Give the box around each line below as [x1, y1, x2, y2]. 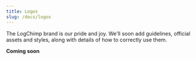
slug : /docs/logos [6, 14, 51, 20]
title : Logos [6, 8, 38, 15]
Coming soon [6, 47, 40, 54]
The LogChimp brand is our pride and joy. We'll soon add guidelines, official [6, 30, 191, 37]
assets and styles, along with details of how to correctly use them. [6, 36, 167, 43]
